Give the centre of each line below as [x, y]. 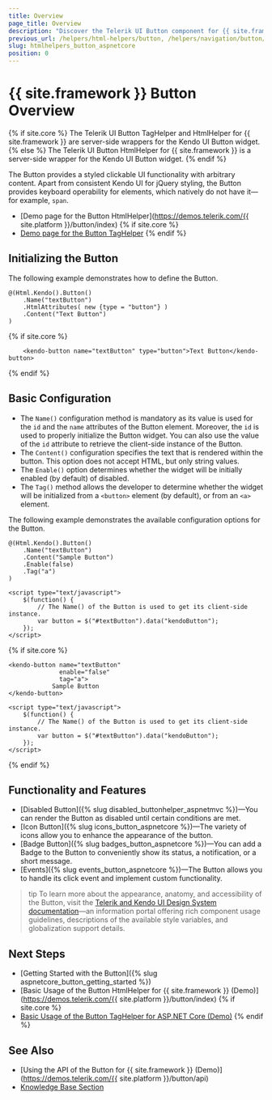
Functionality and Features [77, 790]
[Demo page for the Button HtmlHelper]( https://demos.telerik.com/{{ [134, 216]
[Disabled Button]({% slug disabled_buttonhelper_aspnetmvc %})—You [139, 810]
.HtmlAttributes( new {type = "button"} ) [96, 307]
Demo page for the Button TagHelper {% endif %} [103, 233]
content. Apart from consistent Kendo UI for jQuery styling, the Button [125, 183]
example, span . [44, 200]
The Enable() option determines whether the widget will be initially [131, 469]
